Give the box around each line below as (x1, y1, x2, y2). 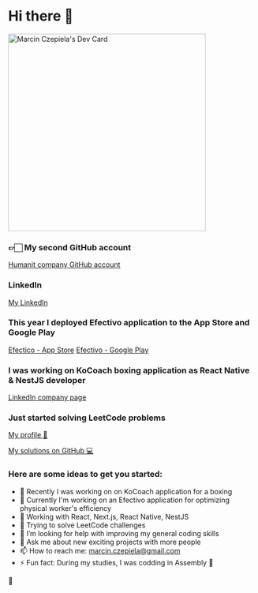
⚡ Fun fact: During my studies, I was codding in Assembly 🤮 (19, 557, 214, 567)
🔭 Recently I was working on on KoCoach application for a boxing (19, 486, 233, 496)
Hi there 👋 (8, 7, 73, 25)
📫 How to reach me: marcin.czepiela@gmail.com (19, 546, 181, 555)
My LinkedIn (8, 298, 49, 307)
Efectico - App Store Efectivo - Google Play (8, 345, 149, 355)
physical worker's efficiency (19, 503, 112, 512)
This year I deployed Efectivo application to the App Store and (8, 317, 250, 328)
